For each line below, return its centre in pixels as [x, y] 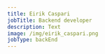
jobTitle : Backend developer [50, 20]
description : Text [34, 27]
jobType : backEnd [33, 40]
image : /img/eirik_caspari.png [53, 33]
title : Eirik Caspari [39, 14]
